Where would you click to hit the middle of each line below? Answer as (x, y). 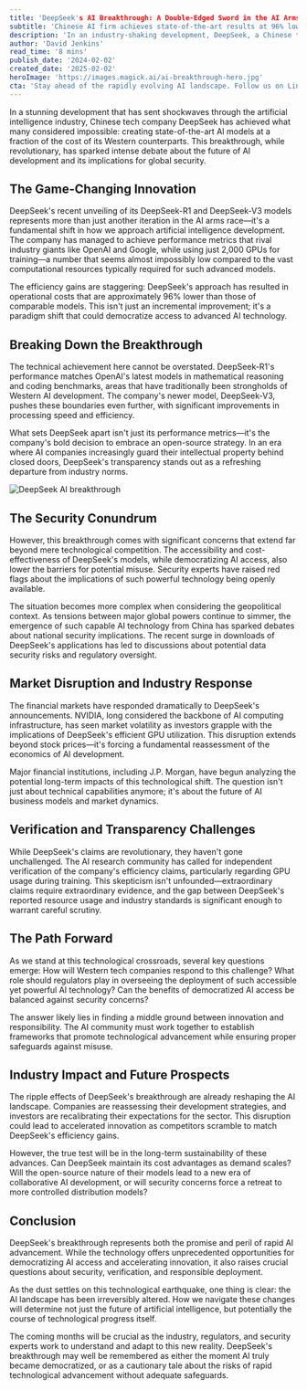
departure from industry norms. (69, 472)
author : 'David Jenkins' (57, 43)
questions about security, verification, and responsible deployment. (136, 1272)
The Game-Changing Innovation (103, 190)
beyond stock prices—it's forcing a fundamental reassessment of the (140, 744)
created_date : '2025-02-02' (63, 69)
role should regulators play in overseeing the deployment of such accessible (153, 980)
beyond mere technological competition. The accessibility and (127, 550)
